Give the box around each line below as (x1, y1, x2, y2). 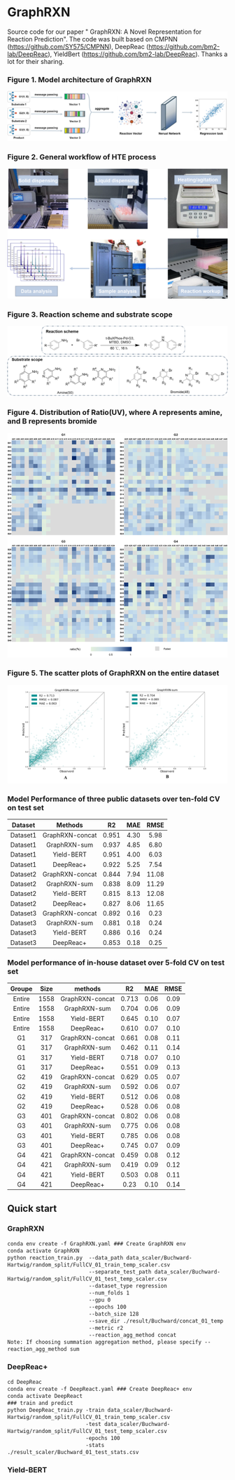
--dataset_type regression (88, 1283, 168, 1290)
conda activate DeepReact (7, 1393, 83, 1400)
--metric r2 (88, 1325, 124, 1332)
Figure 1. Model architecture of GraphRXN (7, 74, 152, 84)
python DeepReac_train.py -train (7, 1407, 105, 1414)
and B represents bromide (7, 416, 97, 426)
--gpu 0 (88, 1297, 111, 1304)
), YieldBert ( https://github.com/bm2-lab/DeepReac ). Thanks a (48, 50, 228, 58)
